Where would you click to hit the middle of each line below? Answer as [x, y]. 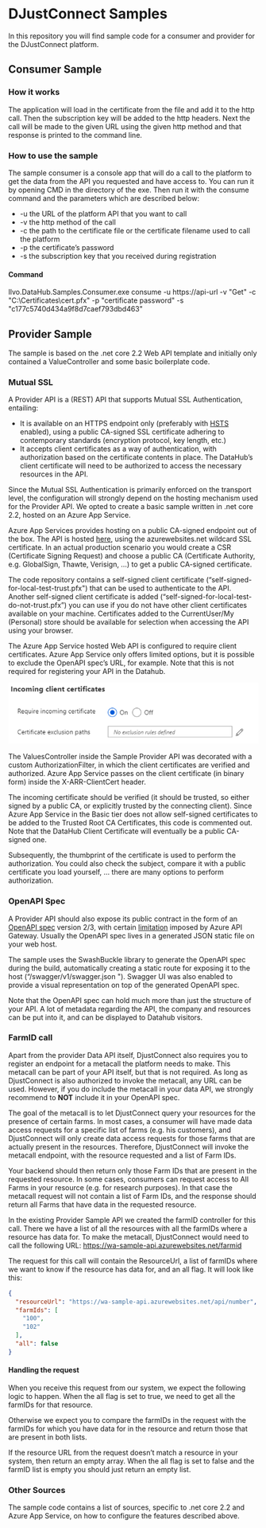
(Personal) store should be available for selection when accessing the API [129, 622]
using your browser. [41, 631]
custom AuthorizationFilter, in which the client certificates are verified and [129, 765]
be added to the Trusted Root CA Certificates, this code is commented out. [130, 823]
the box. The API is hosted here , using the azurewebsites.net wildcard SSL [130, 539]
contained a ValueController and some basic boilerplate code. [109, 361]
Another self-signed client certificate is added [83, 597]
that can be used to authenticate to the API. [160, 588]
